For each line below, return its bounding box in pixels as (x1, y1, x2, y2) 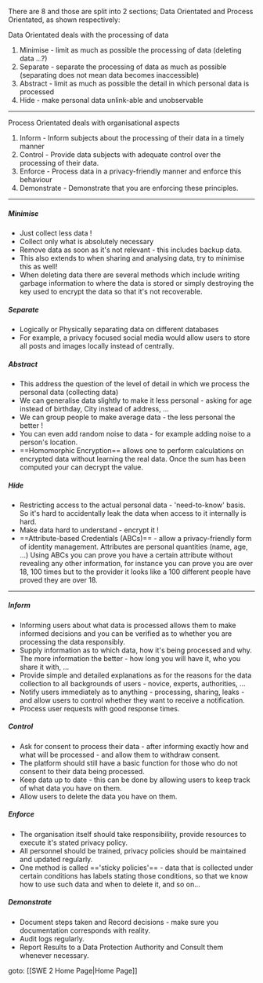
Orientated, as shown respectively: (8, 15, 121, 24)
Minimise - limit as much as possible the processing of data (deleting (19, 46, 242, 54)
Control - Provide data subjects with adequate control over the (19, 150, 222, 159)
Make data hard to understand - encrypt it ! (19, 525, 159, 535)
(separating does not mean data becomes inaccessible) (19, 71, 200, 79)
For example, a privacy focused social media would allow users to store (19, 333, 250, 342)
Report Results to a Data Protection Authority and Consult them (19, 942, 224, 952)
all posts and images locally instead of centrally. (19, 341, 175, 350)
